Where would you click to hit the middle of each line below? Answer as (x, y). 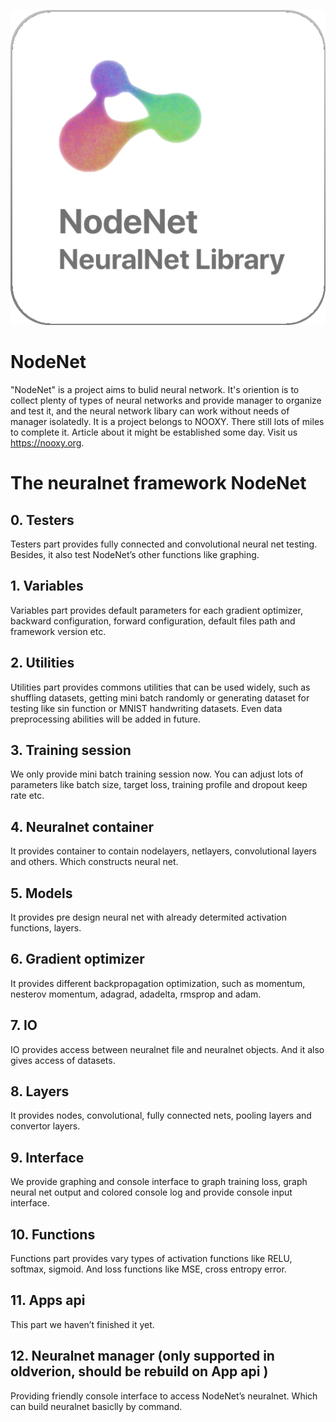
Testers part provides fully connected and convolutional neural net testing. (164, 544)
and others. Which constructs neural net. (94, 862)
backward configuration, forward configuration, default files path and (153, 621)
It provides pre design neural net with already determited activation (148, 917)
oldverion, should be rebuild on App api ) (139, 1371)
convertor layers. (45, 1126)
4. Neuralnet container (82, 826)
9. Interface (47, 1157)
